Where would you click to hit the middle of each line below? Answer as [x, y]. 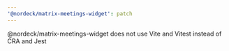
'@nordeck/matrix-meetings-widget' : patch [70, 14]
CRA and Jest [27, 41]
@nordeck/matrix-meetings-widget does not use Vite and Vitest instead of [114, 34]
